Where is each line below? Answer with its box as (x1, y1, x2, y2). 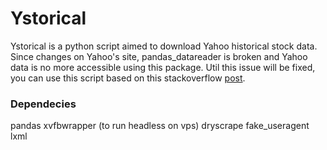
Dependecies (10, 97, 77, 111)
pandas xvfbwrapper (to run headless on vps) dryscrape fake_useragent (10, 120, 310, 132)
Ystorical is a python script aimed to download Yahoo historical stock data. (10, 40, 318, 52)
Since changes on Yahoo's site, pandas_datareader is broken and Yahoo (10, 50, 308, 62)
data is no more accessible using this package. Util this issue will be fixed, (10, 61, 316, 73)
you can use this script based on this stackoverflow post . (10, 72, 246, 84)
